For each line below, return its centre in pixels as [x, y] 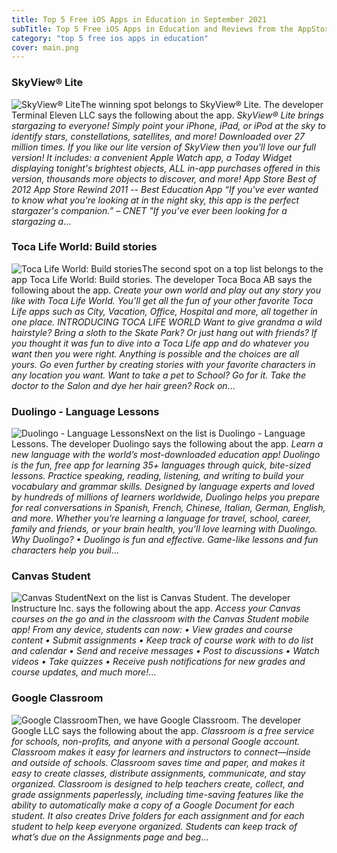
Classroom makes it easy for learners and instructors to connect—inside [161, 752]
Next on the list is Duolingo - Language [225, 433]
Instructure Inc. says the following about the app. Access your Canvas [156, 608]
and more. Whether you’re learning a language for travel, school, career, [161, 518]
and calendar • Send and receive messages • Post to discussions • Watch [165, 651]
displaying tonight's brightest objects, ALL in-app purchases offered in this [166, 168]
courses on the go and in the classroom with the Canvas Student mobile [160, 619]
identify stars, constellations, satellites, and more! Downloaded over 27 [158, 136]
